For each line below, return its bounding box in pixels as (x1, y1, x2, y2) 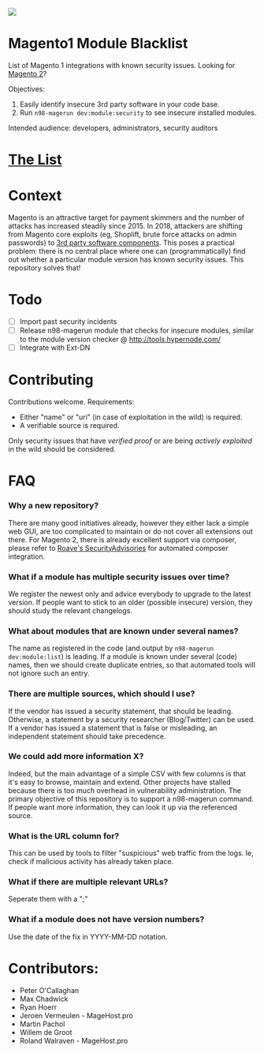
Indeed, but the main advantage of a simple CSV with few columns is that (8, 768, 247, 778)
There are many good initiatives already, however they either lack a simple (8, 518, 250, 527)
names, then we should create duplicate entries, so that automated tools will (8, 660, 256, 670)
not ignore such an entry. (8, 668, 90, 678)
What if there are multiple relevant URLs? (8, 876, 169, 887)
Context (8, 187, 62, 205)
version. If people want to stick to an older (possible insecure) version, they (8, 597, 253, 607)
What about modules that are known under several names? (8, 625, 239, 636)
